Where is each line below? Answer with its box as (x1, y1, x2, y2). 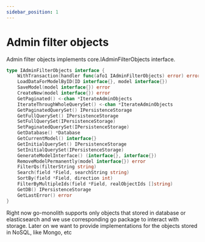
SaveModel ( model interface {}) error (17, 84, 111, 90)
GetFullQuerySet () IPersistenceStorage (17, 112, 119, 119)
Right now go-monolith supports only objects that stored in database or (6, 209, 186, 216)
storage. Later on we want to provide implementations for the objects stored (6, 222, 198, 229)
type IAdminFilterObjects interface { (6, 67, 105, 73)
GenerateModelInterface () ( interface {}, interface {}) (17, 152, 157, 159)
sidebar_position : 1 (6, 9, 59, 15)
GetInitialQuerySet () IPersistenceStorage (17, 141, 127, 147)
